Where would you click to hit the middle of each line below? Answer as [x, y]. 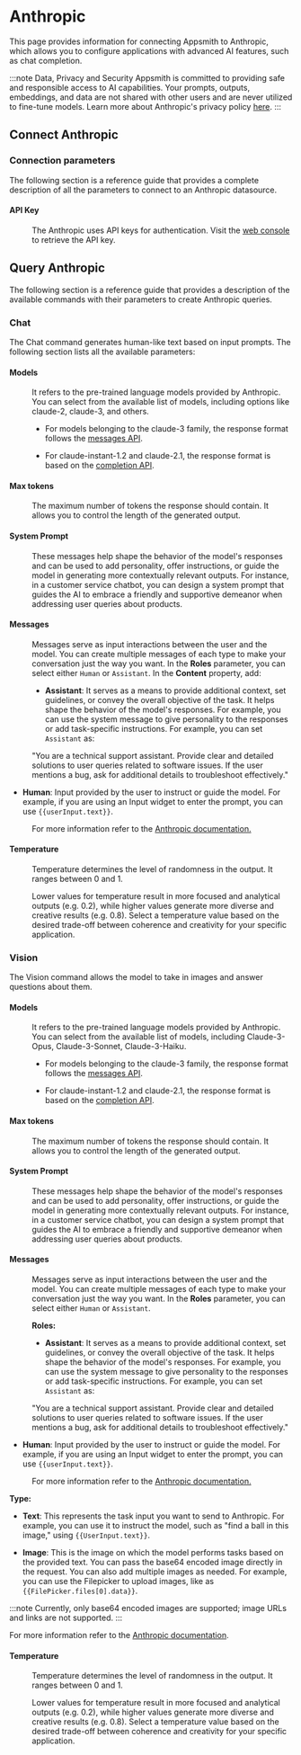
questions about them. [51, 987]
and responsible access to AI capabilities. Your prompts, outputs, [129, 87]
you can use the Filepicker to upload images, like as [118, 1581]
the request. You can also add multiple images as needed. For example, [155, 1572]
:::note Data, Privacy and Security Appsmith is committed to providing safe [147, 77]
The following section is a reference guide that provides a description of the [150, 290]
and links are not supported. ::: [66, 1618]
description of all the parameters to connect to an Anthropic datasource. [143, 190]
